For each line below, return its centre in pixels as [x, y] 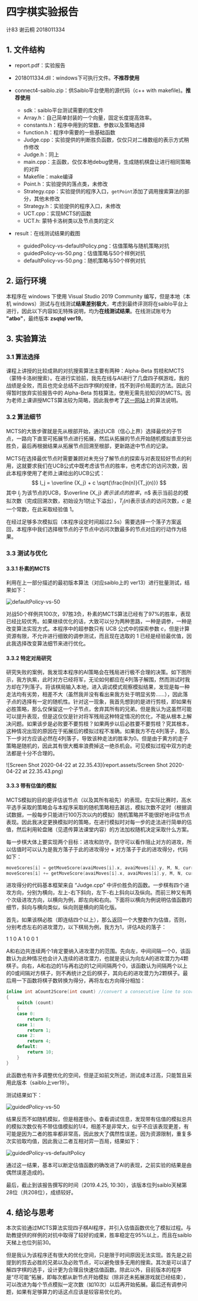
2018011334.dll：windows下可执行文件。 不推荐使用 [77, 78]
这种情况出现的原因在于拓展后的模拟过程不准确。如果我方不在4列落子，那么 [98, 731]
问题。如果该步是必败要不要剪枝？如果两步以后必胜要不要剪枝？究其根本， [101, 724]
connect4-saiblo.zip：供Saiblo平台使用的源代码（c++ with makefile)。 [100, 90]
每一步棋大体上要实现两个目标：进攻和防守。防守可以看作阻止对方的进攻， [96, 842]
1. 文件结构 [26, 50]
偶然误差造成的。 [27, 1172]
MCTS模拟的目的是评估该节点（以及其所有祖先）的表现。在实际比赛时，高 [96, 800]
